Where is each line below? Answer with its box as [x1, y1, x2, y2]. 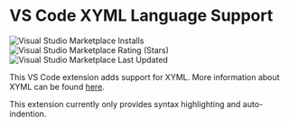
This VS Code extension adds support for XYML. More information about [9, 71, 280, 82]
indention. [9, 108, 47, 119]
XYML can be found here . [9, 81, 106, 92]
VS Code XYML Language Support [9, 5, 274, 26]
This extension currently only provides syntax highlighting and [9, 98, 241, 109]
